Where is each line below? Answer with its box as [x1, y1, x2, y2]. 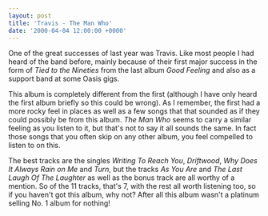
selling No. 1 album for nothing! [8, 198, 110, 208]
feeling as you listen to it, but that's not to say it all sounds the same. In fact [8, 123, 257, 133]
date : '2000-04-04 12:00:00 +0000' [8, 26, 127, 34]
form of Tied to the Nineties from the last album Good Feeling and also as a [8, 66, 256, 75]
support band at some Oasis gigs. [8, 74, 120, 84]
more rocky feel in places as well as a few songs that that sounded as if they [8, 106, 260, 116]
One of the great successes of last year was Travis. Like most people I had [8, 49, 254, 58]
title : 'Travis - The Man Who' [8, 19, 113, 27]
